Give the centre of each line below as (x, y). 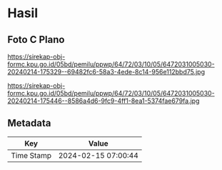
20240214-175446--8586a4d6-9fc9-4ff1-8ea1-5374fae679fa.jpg (104, 101)
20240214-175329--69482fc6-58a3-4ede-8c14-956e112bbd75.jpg (106, 72)
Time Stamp (31, 155)
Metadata (29, 123)
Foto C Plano (36, 40)
